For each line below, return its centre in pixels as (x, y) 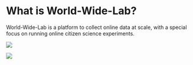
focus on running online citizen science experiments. (70, 33)
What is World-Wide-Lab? (71, 11)
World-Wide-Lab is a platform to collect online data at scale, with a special (97, 27)
